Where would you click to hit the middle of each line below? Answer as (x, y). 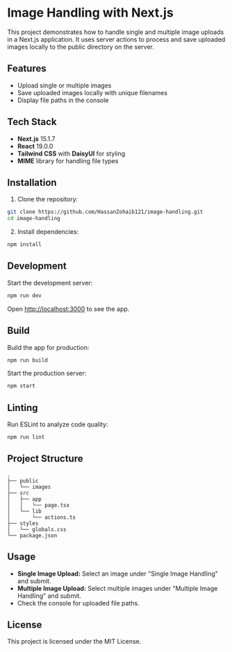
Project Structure (45, 459)
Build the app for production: (48, 347)
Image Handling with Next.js (90, 13)
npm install (24, 244)
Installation (32, 182)
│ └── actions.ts (42, 517)
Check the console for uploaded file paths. (78, 603)
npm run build (28, 360)
